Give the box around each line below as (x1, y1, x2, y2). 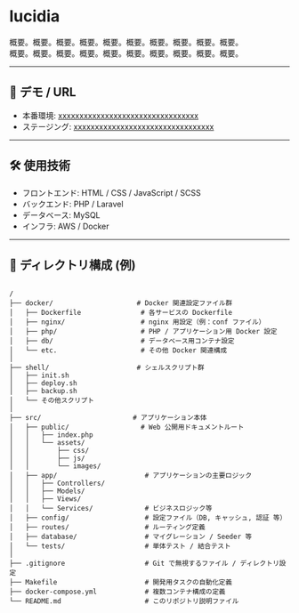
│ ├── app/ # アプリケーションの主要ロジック (9, 472, 252, 480)
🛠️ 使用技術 (9, 158, 71, 173)
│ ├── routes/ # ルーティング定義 (9, 523, 206, 532)
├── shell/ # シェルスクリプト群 (9, 363, 205, 373)
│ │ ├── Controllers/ (9, 479, 105, 488)
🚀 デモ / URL (9, 85, 77, 100)
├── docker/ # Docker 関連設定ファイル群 (9, 299, 233, 308)
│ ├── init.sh (9, 371, 69, 380)
